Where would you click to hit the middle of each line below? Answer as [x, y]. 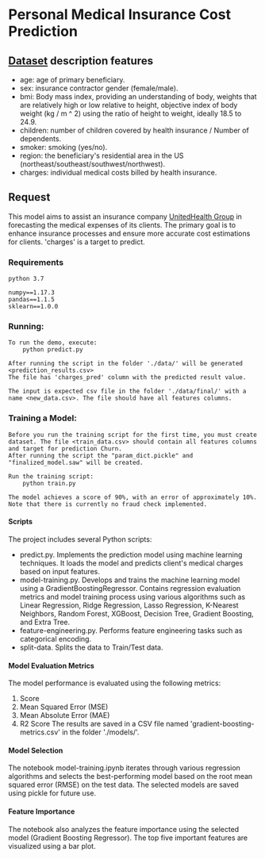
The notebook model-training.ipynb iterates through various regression [124, 768]
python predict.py [53, 350]
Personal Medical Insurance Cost [120, 15]
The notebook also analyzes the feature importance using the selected [124, 829]
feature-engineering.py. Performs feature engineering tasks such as [131, 630]
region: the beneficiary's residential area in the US [102, 155]
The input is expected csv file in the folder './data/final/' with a [127, 391]
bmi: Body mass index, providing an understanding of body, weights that [138, 96]
